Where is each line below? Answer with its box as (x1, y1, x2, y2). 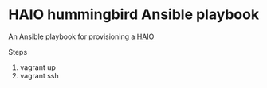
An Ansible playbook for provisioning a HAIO (8, 32, 155, 41)
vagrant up (19, 62, 56, 72)
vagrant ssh (19, 71, 60, 80)
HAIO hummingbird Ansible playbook (8, 6, 260, 24)
